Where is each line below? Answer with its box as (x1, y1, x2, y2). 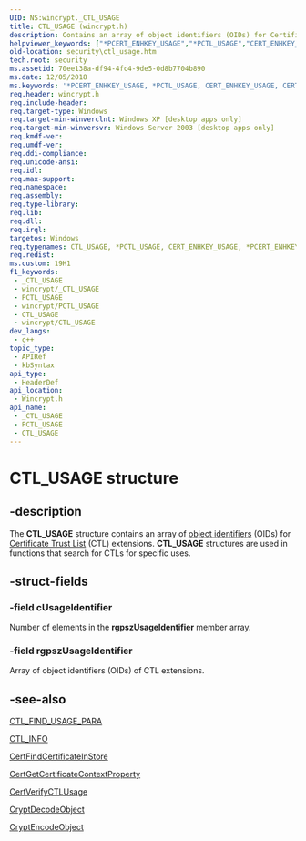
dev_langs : (9, 327, 51, 336)
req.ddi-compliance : (9, 149, 88, 158)
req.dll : (9, 216, 43, 226)
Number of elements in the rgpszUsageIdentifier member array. (9, 621, 251, 633)
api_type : (9, 369, 47, 378)
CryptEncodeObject (9, 822, 84, 833)
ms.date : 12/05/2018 (9, 73, 88, 82)
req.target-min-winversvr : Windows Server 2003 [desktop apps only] (9, 124, 275, 133)
